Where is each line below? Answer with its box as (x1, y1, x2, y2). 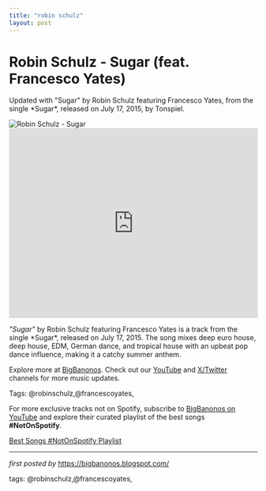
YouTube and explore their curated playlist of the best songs (9, 412, 205, 422)
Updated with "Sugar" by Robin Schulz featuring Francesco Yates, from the (9, 96, 253, 105)
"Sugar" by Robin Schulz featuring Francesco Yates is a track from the (9, 324, 238, 334)
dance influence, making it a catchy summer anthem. (9, 350, 182, 359)
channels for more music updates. (9, 373, 121, 383)
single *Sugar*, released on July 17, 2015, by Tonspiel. (9, 104, 185, 114)
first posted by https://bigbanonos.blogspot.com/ (9, 459, 170, 468)
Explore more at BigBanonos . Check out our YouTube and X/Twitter (9, 365, 228, 375)
